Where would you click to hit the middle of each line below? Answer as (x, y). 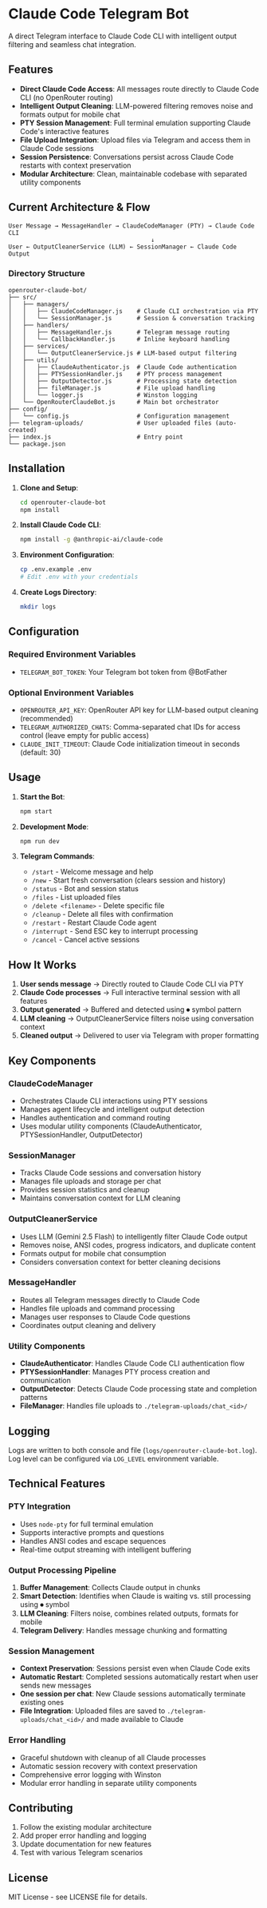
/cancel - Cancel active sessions (86, 940)
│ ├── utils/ (33, 360)
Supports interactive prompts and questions (92, 1532)
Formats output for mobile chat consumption (93, 1253)
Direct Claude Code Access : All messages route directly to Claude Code (139, 89)
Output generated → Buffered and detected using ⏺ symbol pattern (130, 1010)
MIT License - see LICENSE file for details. (78, 1897)
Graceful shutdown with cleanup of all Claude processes (113, 1757)
